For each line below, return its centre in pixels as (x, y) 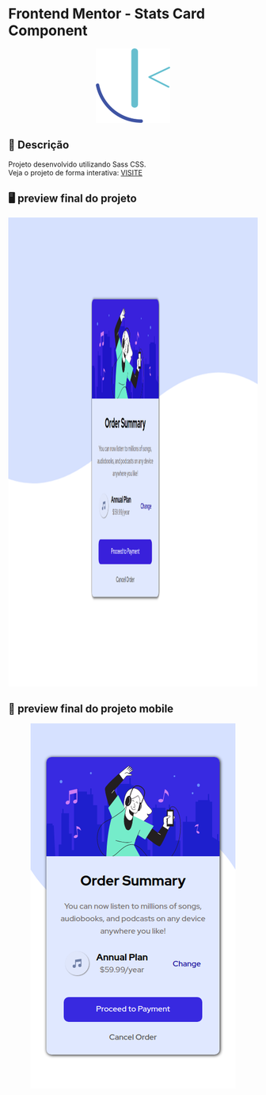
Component (48, 31)
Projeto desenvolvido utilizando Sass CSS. (77, 164)
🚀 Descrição (39, 145)
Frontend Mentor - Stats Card (107, 14)
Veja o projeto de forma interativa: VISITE (75, 172)
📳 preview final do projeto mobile (91, 708)
